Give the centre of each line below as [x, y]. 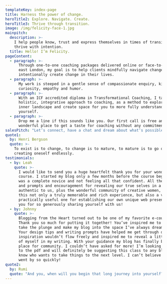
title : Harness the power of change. [44, 14]
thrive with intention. [39, 47]
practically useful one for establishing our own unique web [83, 200]
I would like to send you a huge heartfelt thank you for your [85, 172]
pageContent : [19, 56]
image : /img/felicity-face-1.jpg [40, 28]
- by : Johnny [23, 209]
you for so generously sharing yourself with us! [71, 204]
